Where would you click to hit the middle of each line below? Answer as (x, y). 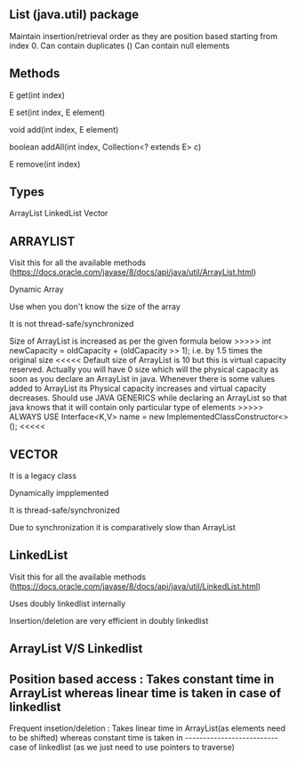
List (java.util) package (74, 15)
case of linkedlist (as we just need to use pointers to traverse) (122, 748)
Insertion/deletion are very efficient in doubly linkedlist (109, 620)
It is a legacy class (43, 476)
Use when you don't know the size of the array (95, 307)
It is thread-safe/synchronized (64, 510)
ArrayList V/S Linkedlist (76, 649)
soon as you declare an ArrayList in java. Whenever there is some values (142, 379)
